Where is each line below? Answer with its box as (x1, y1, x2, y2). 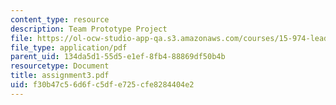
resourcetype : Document (10, 61, 110, 71)
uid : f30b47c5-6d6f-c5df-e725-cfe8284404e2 (10, 80, 195, 90)
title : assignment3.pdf (10, 71, 110, 81)
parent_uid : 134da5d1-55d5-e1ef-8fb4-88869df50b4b (10, 52, 226, 62)
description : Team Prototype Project (10, 24, 168, 34)
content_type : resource (10, 14, 110, 25)
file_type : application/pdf (10, 42, 128, 53)
